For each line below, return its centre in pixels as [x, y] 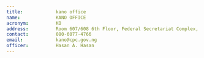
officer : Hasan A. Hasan [51, 46]
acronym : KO [34, 23]
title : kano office [46, 12]
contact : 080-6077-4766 [49, 34]
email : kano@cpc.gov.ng [52, 40]
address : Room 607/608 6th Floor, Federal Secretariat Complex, [103, 29]
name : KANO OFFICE [46, 18]
